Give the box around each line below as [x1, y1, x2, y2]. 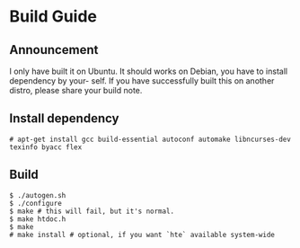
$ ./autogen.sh [9, 190, 66, 199]
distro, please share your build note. [9, 85, 143, 95]
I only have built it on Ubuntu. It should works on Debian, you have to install [9, 66, 288, 76]
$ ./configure [9, 199, 63, 208]
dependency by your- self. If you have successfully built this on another [9, 75, 275, 86]
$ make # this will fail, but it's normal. [9, 207, 175, 216]
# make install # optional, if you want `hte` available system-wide [9, 230, 276, 239]
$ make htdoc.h [9, 214, 66, 224]
